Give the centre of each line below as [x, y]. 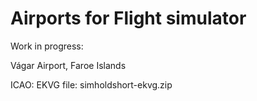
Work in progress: [47, 46]
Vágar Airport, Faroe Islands [68, 65]
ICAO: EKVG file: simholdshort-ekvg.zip [91, 84]
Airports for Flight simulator [128, 18]
